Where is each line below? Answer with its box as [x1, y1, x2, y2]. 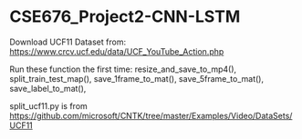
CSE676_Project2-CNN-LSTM [9, 6, 241, 27]
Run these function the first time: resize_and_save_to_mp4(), [9, 64, 237, 74]
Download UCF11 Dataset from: [9, 36, 126, 47]
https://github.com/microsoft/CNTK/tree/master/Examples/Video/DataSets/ [9, 110, 293, 121]
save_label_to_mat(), [9, 83, 87, 94]
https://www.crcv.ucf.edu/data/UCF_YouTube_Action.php [9, 45, 224, 56]
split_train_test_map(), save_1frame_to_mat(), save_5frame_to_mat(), [9, 73, 265, 84]
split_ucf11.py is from [9, 100, 89, 111]
